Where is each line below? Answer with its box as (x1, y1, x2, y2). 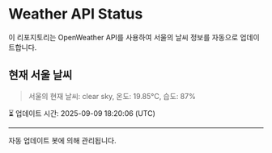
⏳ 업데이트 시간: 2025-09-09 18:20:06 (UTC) (8, 108, 156, 118)
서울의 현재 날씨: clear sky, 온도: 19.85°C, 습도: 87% (28, 91, 196, 101)
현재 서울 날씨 (8, 68, 73, 82)
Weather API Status (8, 5, 143, 23)
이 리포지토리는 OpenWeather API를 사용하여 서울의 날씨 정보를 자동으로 (8, 32, 239, 42)
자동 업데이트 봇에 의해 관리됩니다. (8, 135, 117, 145)
